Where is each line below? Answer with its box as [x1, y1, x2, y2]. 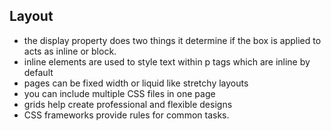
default [23, 66, 54, 78]
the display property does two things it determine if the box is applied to [23, 34, 322, 46]
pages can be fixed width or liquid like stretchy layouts [23, 77, 249, 89]
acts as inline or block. [23, 45, 117, 57]
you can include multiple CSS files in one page [23, 87, 216, 99]
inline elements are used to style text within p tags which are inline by [23, 55, 311, 68]
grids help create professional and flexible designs [23, 98, 233, 110]
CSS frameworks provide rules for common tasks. [23, 109, 230, 121]
